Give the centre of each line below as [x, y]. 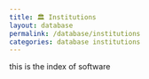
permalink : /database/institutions [75, 33]
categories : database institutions [75, 42]
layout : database [41, 25]
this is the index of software [60, 67]
